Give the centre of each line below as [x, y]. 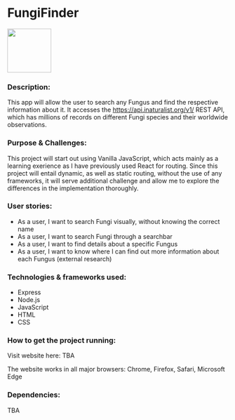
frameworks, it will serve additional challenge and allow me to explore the [113, 181]
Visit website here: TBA [41, 355]
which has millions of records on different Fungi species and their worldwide [117, 117]
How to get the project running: [62, 341]
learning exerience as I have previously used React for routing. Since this [113, 166]
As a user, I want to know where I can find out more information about [118, 251]
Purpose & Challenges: [47, 143]
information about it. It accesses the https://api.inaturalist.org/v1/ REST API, [116, 110]
